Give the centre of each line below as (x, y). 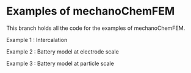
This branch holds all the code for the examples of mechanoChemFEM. (96, 28)
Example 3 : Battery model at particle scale (60, 63)
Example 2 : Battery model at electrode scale (63, 51)
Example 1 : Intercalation (37, 40)
